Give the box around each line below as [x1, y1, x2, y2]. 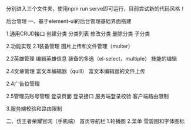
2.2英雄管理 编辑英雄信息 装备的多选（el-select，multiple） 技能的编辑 [6, 55, 177, 62]
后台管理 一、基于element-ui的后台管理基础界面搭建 [6, 18, 132, 25]
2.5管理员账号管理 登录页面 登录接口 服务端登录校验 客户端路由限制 [6, 93, 169, 99]
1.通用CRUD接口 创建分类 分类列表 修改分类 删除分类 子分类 [6, 30, 150, 37]
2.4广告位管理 [6, 80, 40, 87]
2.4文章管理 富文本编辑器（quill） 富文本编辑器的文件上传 [6, 68, 146, 75]
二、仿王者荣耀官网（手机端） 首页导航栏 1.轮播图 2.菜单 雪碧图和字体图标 [6, 118, 185, 125]
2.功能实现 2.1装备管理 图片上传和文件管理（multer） [6, 43, 133, 49]
